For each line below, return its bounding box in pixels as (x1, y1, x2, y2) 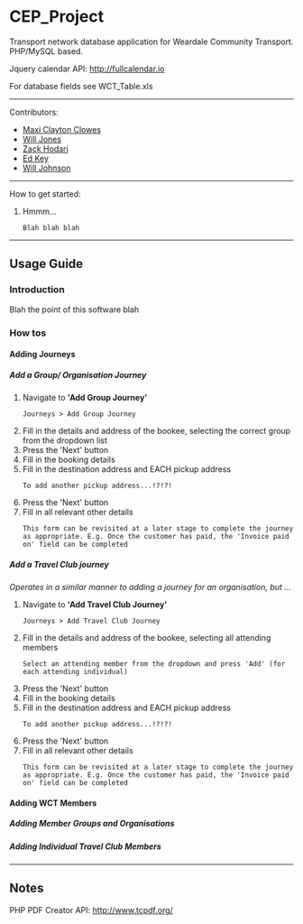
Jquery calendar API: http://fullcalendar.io (9, 63, 165, 74)
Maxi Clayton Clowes (22, 124, 102, 134)
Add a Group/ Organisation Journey (9, 369, 147, 380)
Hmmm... (22, 206, 57, 217)
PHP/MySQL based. (9, 45, 84, 56)
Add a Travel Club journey (9, 559, 110, 569)
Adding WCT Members (9, 797, 97, 808)
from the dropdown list (22, 435, 108, 446)
